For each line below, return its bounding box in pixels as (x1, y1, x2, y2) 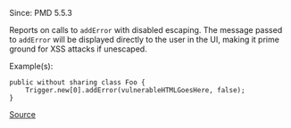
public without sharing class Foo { (9, 78, 145, 87)
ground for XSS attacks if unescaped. (9, 44, 147, 54)
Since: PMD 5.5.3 (9, 8, 73, 18)
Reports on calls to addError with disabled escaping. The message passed (9, 25, 283, 35)
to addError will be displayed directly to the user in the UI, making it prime (9, 35, 279, 44)
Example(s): (9, 61, 54, 71)
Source (9, 109, 36, 119)
